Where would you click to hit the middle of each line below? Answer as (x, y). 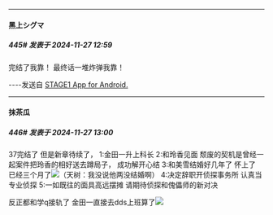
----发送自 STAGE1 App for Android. (68, 84)
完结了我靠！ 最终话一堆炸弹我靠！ (66, 67)
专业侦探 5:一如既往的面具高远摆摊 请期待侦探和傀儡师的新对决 (113, 185)
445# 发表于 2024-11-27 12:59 (61, 45)
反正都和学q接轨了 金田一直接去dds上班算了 (82, 202)
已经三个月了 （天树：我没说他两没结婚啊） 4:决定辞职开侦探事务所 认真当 (135, 175)
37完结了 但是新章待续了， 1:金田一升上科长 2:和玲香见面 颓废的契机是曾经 (133, 155)
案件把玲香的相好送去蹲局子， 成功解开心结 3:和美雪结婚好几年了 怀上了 (135, 165)
